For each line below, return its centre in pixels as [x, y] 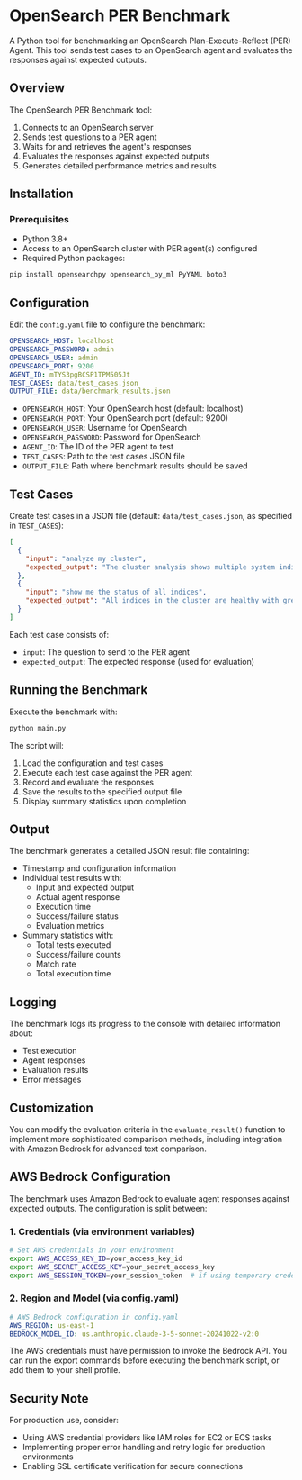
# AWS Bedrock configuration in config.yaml [94, 1317]
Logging [33, 1002]
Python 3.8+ [45, 239]
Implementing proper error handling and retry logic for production [144, 1448]
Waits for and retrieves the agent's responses [107, 146]
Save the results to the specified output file [102, 791]
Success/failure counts [78, 955]
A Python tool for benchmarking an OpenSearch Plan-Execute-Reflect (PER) [150, 41]
